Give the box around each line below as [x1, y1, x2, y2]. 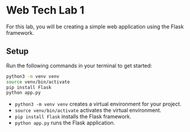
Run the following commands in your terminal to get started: [6, 62, 153, 69]
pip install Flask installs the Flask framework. [14, 113, 131, 120]
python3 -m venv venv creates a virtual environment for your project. [14, 101, 182, 108]
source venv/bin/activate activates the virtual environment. [14, 107, 162, 114]
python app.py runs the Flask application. [14, 119, 115, 127]
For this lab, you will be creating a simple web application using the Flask [6, 23, 184, 30]
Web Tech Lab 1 [6, 4, 85, 17]
